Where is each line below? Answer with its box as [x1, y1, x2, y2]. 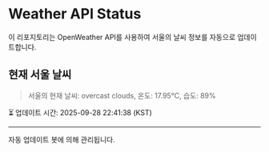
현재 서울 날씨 [8, 68, 72, 82]
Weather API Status [8, 5, 142, 23]
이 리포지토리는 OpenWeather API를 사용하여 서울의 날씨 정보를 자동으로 [8, 32, 236, 42]
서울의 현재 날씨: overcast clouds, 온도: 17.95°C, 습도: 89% [27, 90, 216, 100]
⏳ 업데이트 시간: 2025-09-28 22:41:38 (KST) [8, 107, 152, 117]
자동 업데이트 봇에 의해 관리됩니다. [8, 134, 115, 144]
